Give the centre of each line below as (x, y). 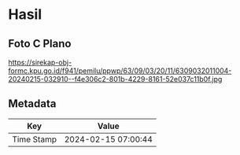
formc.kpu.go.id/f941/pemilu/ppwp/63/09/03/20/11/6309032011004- (120, 71)
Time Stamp (35, 139)
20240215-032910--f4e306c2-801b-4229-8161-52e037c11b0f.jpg (115, 79)
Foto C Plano (40, 44)
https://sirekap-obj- (40, 62)
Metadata (32, 104)
